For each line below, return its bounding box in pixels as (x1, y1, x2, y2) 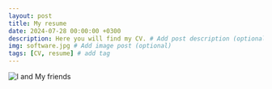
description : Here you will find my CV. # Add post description (8, 34, 230, 43)
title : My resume (8, 19, 67, 28)
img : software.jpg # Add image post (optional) (8, 42, 172, 50)
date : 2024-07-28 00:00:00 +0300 (8, 27, 121, 35)
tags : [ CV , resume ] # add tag (8, 49, 111, 57)
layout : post (8, 11, 53, 20)
